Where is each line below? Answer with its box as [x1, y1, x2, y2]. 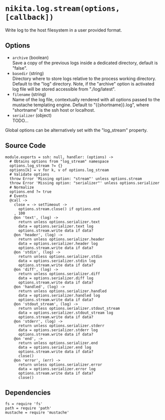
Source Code [5, 141, 46, 150]
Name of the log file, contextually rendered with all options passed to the [12, 96, 160, 102]
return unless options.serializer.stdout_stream [18, 306, 120, 311]
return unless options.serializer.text [18, 219, 100, 224]
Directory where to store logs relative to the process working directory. [12, 76, 156, 82]
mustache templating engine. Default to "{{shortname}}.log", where [12, 102, 149, 108]
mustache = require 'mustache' [5, 410, 69, 415]
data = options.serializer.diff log [18, 276, 94, 281]
